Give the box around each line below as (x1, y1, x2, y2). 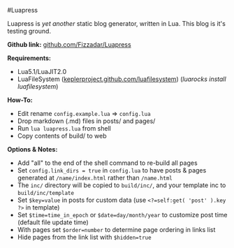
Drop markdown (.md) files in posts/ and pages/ (17, 117, 156, 125)
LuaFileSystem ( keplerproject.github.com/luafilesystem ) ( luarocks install (17, 75, 226, 83)
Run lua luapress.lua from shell (17, 124, 112, 132)
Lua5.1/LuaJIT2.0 (17, 68, 67, 75)
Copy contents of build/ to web (17, 132, 107, 140)
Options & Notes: (7, 145, 58, 153)
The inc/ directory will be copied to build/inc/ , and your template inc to (17, 181, 226, 189)
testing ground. (7, 27, 51, 35)
